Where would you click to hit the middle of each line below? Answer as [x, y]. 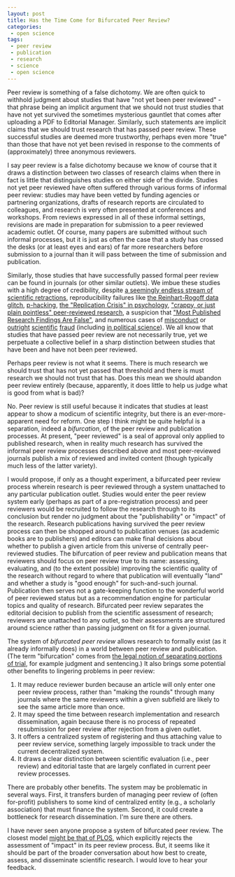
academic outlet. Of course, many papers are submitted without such [107, 232]
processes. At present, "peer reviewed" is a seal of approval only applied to [116, 436]
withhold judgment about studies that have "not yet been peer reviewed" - [114, 99]
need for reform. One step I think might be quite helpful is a [120, 421]
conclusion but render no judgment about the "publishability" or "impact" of [116, 516]
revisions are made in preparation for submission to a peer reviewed [106, 224]
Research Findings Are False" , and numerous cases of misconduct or [107, 319]
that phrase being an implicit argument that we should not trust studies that [115, 107]
